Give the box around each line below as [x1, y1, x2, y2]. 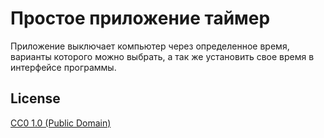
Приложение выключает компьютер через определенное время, [10, 40, 290, 52]
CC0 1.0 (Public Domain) [10, 117, 112, 129]
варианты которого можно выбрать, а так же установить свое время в [10, 50, 315, 62]
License [10, 90, 61, 107]
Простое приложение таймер [10, 7, 271, 30]
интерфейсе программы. [10, 61, 117, 73]
